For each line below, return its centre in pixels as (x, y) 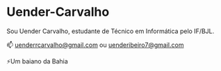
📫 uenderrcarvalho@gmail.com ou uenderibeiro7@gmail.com (95, 45)
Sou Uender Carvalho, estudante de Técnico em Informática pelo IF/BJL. (110, 31)
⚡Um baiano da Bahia (38, 61)
